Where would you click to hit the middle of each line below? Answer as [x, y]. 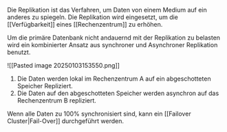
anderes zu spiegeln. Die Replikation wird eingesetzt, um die [93, 17]
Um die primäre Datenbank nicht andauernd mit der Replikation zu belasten [114, 38]
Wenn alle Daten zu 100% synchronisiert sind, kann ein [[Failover [99, 114]
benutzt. [19, 52]
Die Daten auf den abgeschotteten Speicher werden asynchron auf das [118, 93]
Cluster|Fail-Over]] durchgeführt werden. [66, 121]
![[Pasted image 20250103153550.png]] [64, 65]
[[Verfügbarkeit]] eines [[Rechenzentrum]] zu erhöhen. [85, 24]
